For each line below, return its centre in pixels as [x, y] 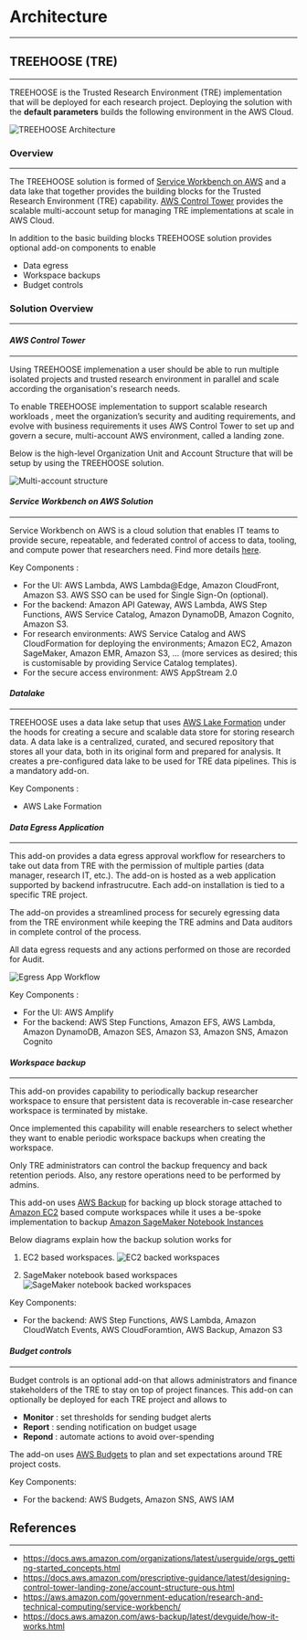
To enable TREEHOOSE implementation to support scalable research [138, 406]
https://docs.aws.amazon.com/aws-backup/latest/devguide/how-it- [151, 1617]
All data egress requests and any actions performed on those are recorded [150, 950]
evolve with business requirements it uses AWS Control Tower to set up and [152, 426]
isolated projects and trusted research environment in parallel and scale [144, 379]
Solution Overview [52, 308]
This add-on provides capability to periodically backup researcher [134, 1091]
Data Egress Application [57, 827]
